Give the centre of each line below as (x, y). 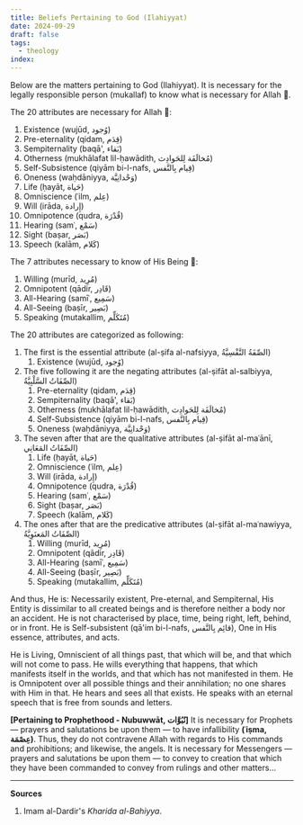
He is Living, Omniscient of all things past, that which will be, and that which (151, 655)
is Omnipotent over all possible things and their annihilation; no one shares (148, 683)
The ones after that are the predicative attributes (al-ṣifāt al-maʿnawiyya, (157, 524)
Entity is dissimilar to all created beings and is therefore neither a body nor (148, 609)
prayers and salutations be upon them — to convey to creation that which (146, 758)
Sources (27, 794)
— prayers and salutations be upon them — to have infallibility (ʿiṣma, (138, 729)
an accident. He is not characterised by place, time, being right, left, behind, (151, 618)
